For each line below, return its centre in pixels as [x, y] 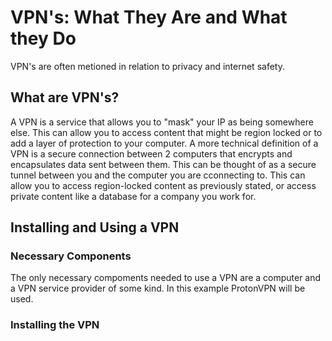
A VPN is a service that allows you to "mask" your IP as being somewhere [162, 122]
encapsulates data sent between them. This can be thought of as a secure [163, 164]
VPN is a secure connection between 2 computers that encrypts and [151, 153]
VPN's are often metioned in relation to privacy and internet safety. [147, 66]
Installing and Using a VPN [95, 227]
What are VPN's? [65, 97]
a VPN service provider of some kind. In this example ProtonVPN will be [158, 288]
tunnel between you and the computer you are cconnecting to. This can [158, 175]
